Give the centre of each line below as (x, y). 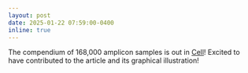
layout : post (30, 15)
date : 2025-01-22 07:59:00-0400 (61, 23)
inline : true (30, 30)
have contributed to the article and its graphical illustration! (104, 60)
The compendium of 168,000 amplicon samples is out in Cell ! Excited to (124, 53)
